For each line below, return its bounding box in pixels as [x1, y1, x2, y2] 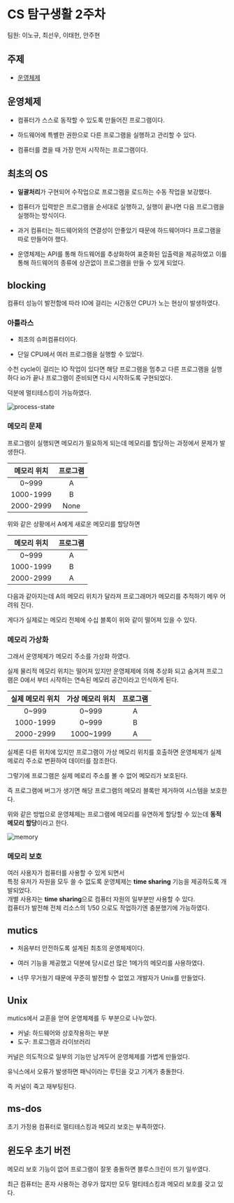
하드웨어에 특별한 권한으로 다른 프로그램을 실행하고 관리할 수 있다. [17, 130, 197, 139]
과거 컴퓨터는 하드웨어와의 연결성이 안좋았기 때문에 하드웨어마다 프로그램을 [17, 226, 221, 235]
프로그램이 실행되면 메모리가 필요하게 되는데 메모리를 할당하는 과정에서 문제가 [7, 438, 219, 447]
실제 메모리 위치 [10, 694, 60, 704]
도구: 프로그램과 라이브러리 [17, 1038, 91, 1045]
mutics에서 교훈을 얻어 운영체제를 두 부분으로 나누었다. [7, 1014, 157, 1022]
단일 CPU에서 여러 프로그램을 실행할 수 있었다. [17, 350, 145, 359]
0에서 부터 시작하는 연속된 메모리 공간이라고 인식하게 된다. [20, 676, 180, 684]
